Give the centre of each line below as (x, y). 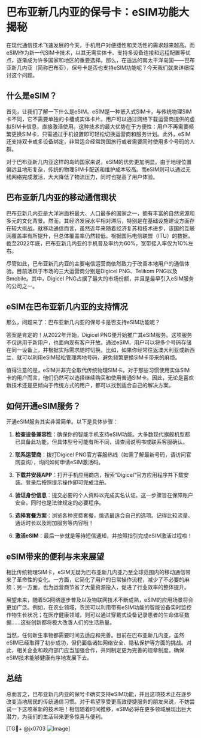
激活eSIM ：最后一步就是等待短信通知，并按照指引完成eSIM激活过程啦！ (103, 536)
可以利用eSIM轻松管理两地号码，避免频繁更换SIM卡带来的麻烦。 (101, 357)
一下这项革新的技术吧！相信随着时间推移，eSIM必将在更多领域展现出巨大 (101, 709)
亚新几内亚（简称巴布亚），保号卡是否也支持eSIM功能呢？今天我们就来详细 (98, 67)
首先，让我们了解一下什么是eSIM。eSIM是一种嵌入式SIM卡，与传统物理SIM (99, 111)
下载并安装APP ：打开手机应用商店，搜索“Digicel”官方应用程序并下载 (99, 475)
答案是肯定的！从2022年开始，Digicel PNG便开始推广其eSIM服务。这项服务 (99, 335)
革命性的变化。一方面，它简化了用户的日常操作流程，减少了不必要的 (100, 579)
